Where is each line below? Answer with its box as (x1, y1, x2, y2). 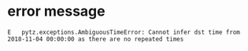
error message (7, 2, 105, 20)
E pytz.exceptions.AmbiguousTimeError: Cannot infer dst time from (7, 28, 241, 36)
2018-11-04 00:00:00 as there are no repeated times (7, 35, 184, 43)
